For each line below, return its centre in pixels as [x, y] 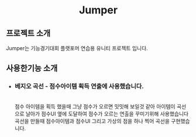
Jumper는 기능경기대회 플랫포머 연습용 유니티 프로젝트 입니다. [77, 48]
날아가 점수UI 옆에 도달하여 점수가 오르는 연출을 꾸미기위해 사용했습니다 [107, 114]
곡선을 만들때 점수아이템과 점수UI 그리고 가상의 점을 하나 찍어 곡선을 [92, 121]
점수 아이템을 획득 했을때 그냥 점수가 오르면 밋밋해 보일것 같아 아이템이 [95, 106]
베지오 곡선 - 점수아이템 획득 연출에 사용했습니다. [79, 86]
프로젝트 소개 [28, 33]
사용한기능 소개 [32, 68]
